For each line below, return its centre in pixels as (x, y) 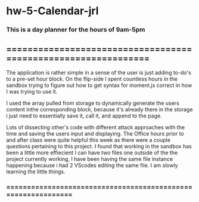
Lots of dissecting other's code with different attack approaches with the (96, 127)
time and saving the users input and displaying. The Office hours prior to (95, 133)
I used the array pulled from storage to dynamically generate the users (93, 103)
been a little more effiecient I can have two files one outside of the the (92, 153)
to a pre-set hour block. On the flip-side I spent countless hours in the (92, 79)
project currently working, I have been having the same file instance (90, 159)
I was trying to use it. (32, 91)
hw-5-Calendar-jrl (52, 11)
